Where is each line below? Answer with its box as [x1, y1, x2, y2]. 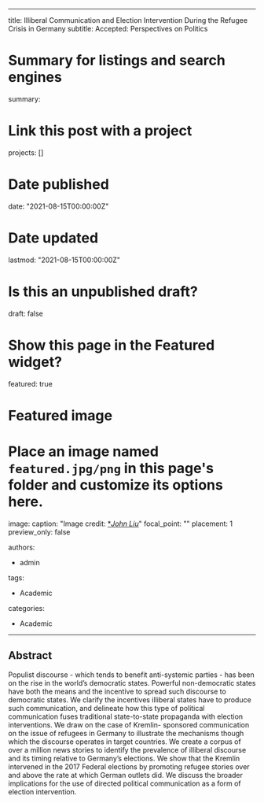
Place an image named [8, 442, 159, 461]
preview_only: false [8, 527, 71, 536]
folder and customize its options [8, 476, 224, 494]
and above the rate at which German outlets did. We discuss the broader [8, 770, 244, 779]
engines [8, 68, 63, 87]
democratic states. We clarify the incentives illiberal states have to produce [8, 694, 251, 705]
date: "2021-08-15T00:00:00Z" [8, 202, 109, 211]
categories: [8, 603, 45, 612]
